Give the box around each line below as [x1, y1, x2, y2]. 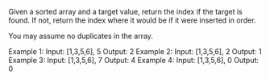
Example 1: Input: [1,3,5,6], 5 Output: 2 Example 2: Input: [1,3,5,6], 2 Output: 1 [8, 47, 262, 56]
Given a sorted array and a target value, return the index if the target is [8, 7, 243, 16]
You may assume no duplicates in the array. [8, 32, 153, 40]
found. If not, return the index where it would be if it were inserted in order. [8, 15, 256, 25]
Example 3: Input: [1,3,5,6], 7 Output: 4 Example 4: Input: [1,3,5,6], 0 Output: [8, 56, 260, 65]
